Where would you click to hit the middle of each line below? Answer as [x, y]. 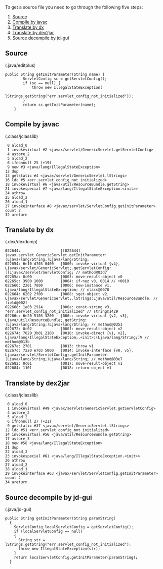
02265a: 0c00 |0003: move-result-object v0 [64, 277]
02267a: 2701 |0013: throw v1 [49, 346]
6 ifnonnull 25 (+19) [29, 163]
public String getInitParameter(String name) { [55, 74]
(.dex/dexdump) [21, 242]
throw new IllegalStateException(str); [59, 549]
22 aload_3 [16, 452]
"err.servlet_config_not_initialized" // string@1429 [62, 312]
